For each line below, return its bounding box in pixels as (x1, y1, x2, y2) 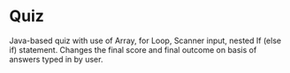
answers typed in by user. (9, 54, 103, 64)
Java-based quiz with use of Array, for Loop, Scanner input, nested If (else (9, 35, 281, 46)
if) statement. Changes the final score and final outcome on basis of (9, 44, 257, 55)
